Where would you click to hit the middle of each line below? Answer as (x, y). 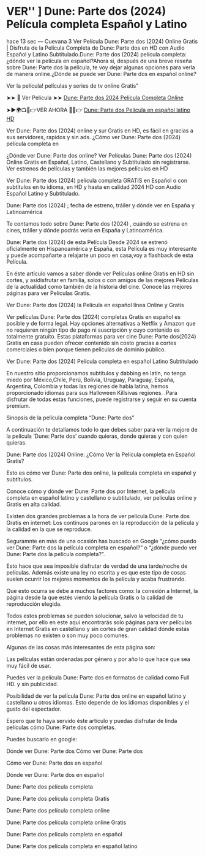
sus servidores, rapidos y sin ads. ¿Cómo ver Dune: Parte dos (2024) (93, 137)
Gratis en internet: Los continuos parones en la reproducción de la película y (102, 522)
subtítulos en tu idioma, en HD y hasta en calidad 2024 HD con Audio (94, 187)
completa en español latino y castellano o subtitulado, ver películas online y (102, 497)
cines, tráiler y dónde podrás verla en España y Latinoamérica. (85, 230)
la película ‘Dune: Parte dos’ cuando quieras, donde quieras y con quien (97, 436)
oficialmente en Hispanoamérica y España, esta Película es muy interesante (102, 248)
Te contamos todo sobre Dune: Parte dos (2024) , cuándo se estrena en (97, 224)
